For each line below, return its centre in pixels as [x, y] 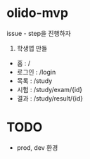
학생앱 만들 [32, 48]
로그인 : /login [36, 72]
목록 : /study [34, 81]
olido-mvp [37, 13]
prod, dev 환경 [37, 147]
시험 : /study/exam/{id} [50, 89]
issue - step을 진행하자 [39, 33]
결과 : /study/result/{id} [50, 98]
